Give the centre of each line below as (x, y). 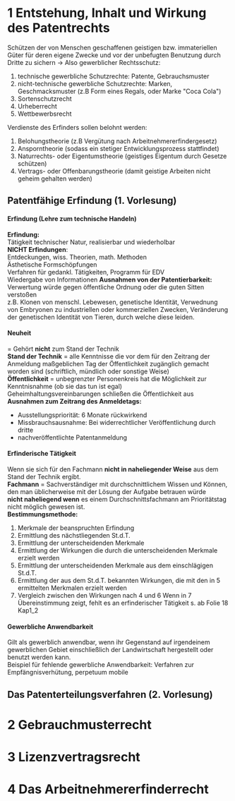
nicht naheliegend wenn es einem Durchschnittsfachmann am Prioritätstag (117, 499)
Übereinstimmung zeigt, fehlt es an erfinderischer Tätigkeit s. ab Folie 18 (123, 603)
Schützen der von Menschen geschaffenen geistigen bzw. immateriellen (112, 47)
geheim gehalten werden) (55, 179)
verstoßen (22, 294)
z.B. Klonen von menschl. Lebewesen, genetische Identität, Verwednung (113, 302)
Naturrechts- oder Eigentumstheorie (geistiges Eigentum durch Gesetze (122, 156)
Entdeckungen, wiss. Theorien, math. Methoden (77, 257)
